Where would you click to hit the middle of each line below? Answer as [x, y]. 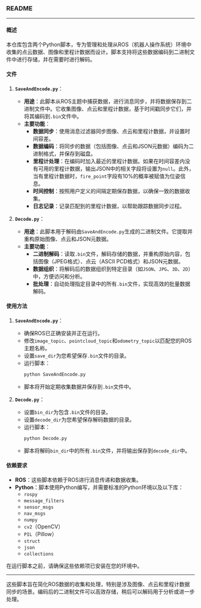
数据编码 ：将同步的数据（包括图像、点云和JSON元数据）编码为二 [113, 146]
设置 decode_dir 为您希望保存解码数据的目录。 [79, 419]
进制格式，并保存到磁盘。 [64, 153]
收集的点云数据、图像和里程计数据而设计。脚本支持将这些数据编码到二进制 [98, 51]
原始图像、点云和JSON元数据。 [73, 239]
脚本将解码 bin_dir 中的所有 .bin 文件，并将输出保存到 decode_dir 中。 [107, 451]
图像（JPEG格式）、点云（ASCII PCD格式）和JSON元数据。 [111, 261]
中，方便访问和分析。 [59, 276]
